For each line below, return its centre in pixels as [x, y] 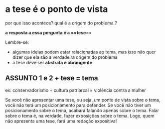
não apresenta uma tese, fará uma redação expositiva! [61, 121]
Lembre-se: [17, 42]
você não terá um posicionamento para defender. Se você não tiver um [78, 105]
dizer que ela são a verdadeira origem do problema [65, 57]
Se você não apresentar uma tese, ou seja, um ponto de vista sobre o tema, [83, 100]
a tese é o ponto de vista [57, 9]
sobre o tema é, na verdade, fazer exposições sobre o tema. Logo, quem [80, 116]
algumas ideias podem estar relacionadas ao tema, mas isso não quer [84, 52]
